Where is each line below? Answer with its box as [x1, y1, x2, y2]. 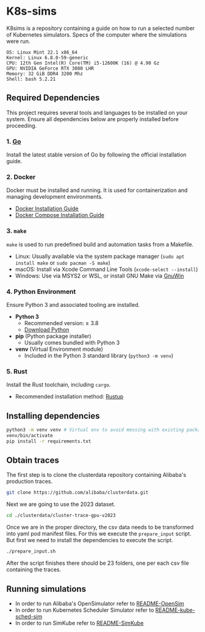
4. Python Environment [6, 287, 76, 296]
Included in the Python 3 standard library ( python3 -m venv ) [24, 351, 174, 359]
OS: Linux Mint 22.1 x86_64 [6, 49, 78, 56]
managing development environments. [6, 193, 103, 200]
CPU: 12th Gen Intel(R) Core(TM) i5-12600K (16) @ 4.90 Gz [6, 60, 160, 66]
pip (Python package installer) [15, 332, 92, 340]
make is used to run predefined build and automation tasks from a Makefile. [6, 240, 194, 248]
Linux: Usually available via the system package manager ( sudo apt [15, 252, 185, 260]
